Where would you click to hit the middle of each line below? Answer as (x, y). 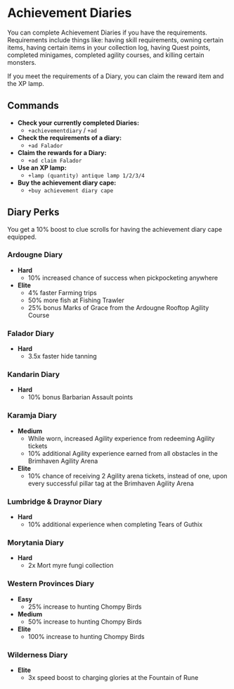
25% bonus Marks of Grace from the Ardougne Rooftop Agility (118, 307)
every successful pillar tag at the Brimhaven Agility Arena (111, 483)
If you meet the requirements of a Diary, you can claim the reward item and (116, 76)
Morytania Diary (36, 542)
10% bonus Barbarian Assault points (80, 397)
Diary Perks (33, 212)
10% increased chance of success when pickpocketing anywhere (123, 278)
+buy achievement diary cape (71, 191)
